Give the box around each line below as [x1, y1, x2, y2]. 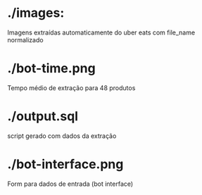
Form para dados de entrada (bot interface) [7, 180, 134, 188]
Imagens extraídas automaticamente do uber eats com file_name [7, 28, 196, 37]
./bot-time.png [7, 61, 96, 77]
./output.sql [7, 108, 79, 125]
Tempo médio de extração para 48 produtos [7, 83, 136, 92]
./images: [7, 5, 65, 21]
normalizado [7, 35, 44, 44]
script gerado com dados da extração [7, 132, 117, 140]
